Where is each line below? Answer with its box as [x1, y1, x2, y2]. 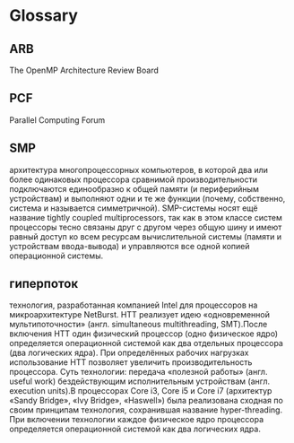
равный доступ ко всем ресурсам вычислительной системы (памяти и [9, 230, 282, 242]
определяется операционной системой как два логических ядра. [9, 423, 262, 435]
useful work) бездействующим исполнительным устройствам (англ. [9, 376, 271, 387]
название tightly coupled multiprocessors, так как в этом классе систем [9, 212, 282, 222]
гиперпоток [9, 276, 79, 291]
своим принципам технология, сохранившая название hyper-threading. [9, 404, 283, 415]
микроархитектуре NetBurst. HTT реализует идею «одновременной [9, 309, 271, 320]
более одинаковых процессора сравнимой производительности [9, 174, 258, 185]
